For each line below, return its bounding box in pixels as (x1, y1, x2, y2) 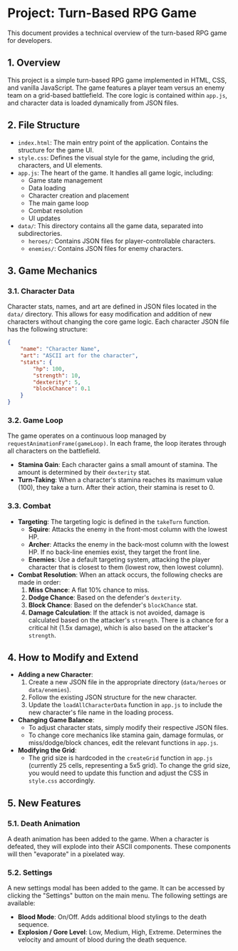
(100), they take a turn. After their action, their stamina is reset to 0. (17, 483, 215, 492)
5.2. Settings (7, 868, 53, 878)
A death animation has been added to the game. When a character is (7, 835, 209, 843)
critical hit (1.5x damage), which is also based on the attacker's (28, 623, 214, 632)
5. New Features (7, 797, 81, 809)
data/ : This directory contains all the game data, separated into (17, 221, 204, 230)
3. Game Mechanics (7, 264, 98, 277)
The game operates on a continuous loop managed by (7, 431, 167, 440)
